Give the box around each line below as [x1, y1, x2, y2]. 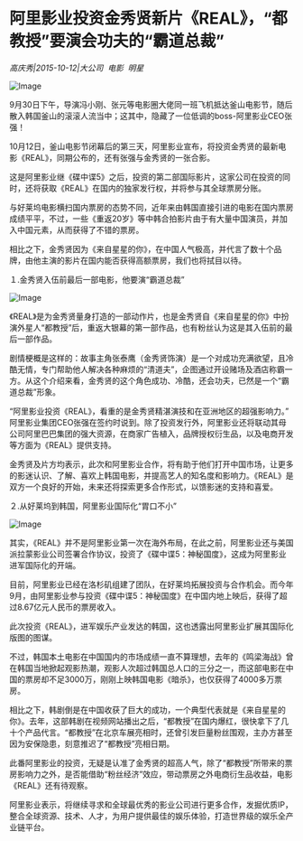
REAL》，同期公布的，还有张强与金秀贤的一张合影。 [24, 152, 215, 163]
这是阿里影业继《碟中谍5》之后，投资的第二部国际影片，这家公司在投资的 [9, 171, 283, 182]
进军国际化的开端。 [9, 559, 81, 570]
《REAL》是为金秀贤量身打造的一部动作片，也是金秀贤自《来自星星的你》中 [9, 311, 281, 322]
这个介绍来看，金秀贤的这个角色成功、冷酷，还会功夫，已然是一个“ [32, 375, 282, 386]
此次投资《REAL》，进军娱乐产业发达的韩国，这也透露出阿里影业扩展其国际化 [9, 621, 294, 631]
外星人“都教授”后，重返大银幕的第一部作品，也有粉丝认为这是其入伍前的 [16, 322, 286, 332]
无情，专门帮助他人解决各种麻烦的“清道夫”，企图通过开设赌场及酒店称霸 [16, 363, 286, 375]
